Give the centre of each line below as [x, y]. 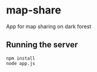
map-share [34, 10]
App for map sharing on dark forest [49, 26]
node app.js [21, 63]
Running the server [42, 45]
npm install [21, 58]
